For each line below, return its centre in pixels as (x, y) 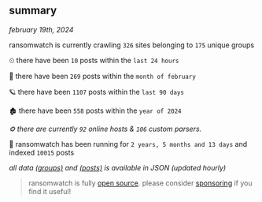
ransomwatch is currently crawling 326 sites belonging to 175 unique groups (132, 45)
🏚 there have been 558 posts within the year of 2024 (95, 110)
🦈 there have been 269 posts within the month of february (102, 76)
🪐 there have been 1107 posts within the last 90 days (96, 92)
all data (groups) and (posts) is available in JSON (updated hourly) (118, 167)
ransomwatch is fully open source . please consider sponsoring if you (140, 183)
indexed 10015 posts (42, 152)
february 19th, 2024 (41, 29)
